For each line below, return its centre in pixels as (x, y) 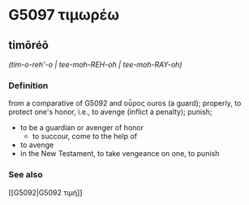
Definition (28, 85)
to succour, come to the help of (85, 137)
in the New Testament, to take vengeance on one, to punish (120, 154)
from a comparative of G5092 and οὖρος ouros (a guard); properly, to (125, 103)
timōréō (28, 45)
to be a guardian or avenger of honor (82, 128)
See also (26, 175)
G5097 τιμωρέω (64, 15)
